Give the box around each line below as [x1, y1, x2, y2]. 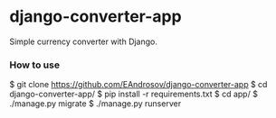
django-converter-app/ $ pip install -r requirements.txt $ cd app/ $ [9, 88, 258, 100]
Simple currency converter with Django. [9, 36, 158, 47]
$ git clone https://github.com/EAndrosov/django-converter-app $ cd [9, 79, 268, 90]
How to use [9, 59, 61, 71]
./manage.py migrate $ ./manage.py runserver [9, 98, 182, 109]
